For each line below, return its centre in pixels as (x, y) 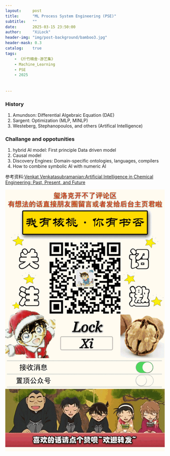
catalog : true (24, 48)
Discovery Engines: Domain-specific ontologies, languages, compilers (86, 161)
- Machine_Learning (35, 64)
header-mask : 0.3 (24, 43)
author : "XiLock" (28, 32)
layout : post (24, 11)
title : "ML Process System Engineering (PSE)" (61, 16)
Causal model (27, 155)
